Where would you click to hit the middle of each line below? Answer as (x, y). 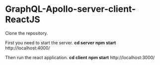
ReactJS (23, 19)
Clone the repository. (27, 33)
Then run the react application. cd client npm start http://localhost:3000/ (80, 57)
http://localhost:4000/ (28, 48)
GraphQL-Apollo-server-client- (71, 9)
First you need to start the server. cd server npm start (61, 42)
